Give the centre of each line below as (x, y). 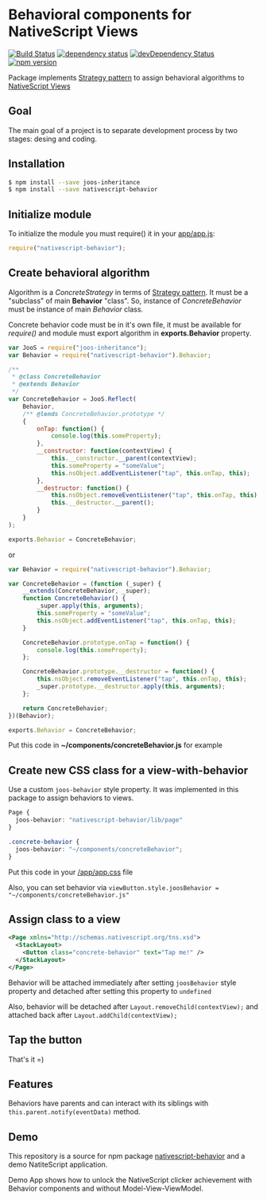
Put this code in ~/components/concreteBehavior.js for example (115, 745)
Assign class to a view (64, 919)
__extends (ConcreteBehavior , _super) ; (87, 591)
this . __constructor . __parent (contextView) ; (124, 459)
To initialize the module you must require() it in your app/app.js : (112, 234)
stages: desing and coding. (53, 139)
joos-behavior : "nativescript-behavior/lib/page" (99, 820)
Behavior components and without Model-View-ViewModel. (106, 1188)
